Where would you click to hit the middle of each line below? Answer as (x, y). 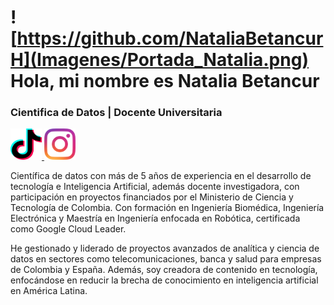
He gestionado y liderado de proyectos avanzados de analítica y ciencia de (165, 248)
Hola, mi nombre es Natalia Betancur (165, 81)
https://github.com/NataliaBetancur (170, 38)
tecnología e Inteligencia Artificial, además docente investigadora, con (155, 187)
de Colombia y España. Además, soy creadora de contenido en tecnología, (164, 270)
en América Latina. (49, 291)
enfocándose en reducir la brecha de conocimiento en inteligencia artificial (164, 280)
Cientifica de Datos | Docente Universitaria (116, 113)
